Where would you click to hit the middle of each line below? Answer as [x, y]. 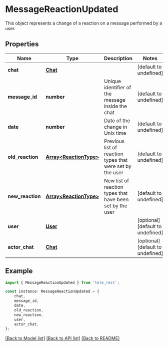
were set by [118, 166]
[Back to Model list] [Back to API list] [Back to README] [62, 338]
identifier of [118, 87]
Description [118, 58]
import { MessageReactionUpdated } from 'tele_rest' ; [62, 282]
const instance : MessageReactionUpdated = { [52, 291]
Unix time [115, 133]
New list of [116, 180]
